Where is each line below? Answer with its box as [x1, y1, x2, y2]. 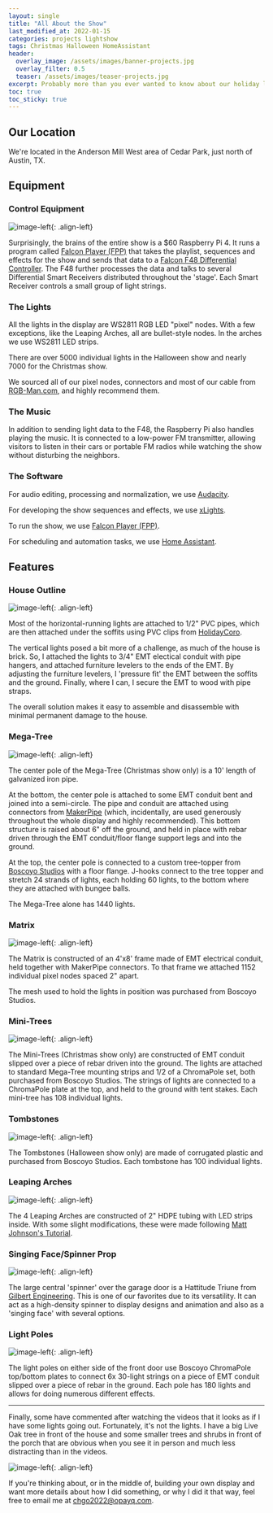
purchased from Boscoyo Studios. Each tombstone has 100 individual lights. [8, 1156, 262, 1166]
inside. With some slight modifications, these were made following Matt [8, 1219, 248, 1229]
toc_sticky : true [8, 95, 67, 103]
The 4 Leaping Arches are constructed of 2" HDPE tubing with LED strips [8, 1210, 253, 1220]
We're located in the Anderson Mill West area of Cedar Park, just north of [8, 147, 253, 157]
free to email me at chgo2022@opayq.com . [8, 1496, 154, 1506]
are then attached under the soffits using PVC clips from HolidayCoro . [8, 627, 242, 637]
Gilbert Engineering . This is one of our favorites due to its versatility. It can [8, 1291, 257, 1302]
